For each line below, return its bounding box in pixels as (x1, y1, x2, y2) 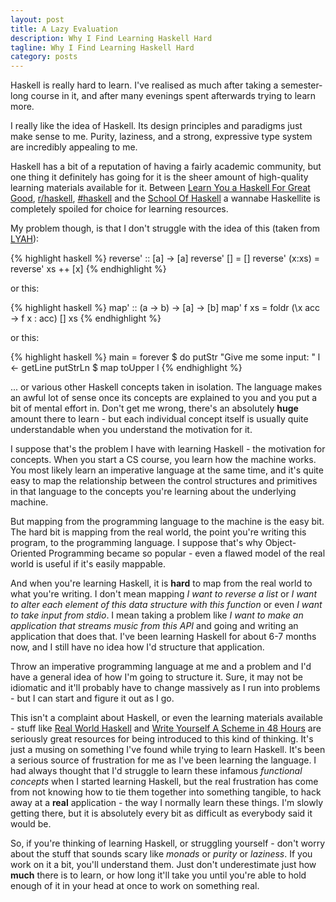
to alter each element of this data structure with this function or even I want (10, 599, 323, 611)
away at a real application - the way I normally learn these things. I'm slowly (10, 797, 324, 809)
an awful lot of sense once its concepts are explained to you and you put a (10, 392, 318, 404)
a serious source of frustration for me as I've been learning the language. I (10, 754, 317, 766)
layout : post (10, 14, 65, 25)
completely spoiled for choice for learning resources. (10, 203, 229, 215)
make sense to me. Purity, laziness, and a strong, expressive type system (10, 131, 313, 143)
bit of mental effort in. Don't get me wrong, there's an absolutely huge (10, 402, 299, 415)
